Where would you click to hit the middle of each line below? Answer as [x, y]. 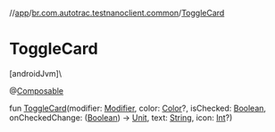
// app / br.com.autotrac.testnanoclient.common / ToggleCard [117, 13]
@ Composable [37, 91]
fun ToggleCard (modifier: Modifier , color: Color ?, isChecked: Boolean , [137, 108]
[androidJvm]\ [36, 73]
